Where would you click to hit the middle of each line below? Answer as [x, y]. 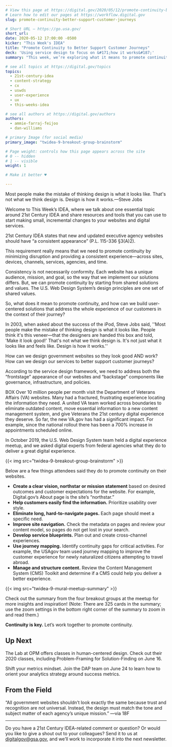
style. [18, 508]
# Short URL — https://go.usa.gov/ [43, 29]
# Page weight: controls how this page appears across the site [75, 152]
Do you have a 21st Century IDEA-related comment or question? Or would [83, 728]
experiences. [26, 540]
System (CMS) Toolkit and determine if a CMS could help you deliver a [87, 573]
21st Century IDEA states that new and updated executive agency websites [84, 236]
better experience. [32, 579]
